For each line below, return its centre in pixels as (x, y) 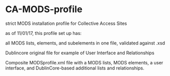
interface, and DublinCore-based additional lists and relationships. (75, 68)
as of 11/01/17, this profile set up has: (43, 33)
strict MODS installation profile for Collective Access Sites (66, 23)
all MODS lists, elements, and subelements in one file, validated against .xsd (85, 43)
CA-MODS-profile (44, 9)
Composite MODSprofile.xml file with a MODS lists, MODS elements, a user (84, 62)
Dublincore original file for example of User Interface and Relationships (80, 53)
